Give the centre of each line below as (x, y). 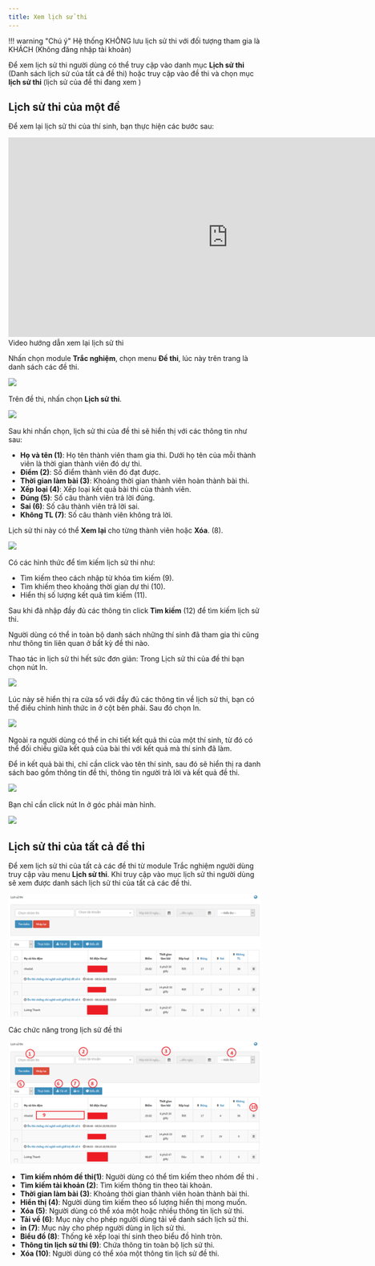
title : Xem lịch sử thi (48, 17)
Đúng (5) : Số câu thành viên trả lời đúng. (87, 498)
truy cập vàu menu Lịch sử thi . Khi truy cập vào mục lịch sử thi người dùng (131, 874)
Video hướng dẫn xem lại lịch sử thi (66, 343)
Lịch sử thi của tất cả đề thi (77, 846)
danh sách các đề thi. (44, 367)
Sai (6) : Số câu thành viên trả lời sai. (80, 506)
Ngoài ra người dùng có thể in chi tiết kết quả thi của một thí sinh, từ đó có (131, 740)
